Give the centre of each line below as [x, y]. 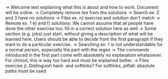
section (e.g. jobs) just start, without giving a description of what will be [79, 34]
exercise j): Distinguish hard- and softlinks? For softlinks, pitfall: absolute [80, 65]
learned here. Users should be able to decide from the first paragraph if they [84, 39]
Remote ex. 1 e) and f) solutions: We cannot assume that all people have [79, 23]
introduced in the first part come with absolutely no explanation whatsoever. [84, 55]
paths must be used [26, 71]
